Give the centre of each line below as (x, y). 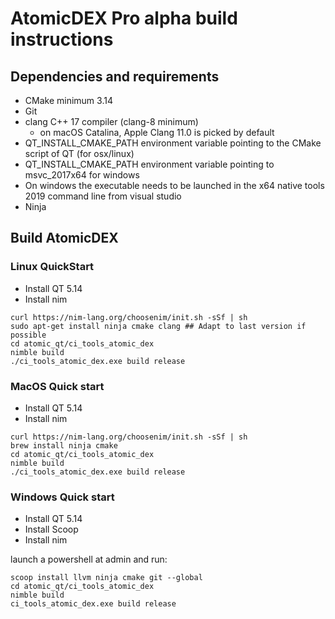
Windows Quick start (62, 497)
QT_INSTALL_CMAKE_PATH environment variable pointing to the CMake (173, 143)
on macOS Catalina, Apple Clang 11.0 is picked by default (157, 132)
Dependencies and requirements (115, 76)
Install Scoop (51, 529)
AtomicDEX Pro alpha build (124, 18)
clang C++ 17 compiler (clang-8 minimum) (111, 121)
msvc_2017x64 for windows (82, 175)
